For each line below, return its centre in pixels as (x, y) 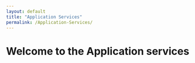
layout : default (26, 11)
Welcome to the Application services (98, 51)
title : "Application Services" (44, 17)
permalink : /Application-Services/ (49, 22)
